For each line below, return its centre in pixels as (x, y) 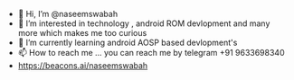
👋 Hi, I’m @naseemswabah (68, 14)
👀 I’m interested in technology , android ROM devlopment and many (144, 23)
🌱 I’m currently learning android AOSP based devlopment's (128, 42)
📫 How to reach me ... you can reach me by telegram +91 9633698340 (151, 53)
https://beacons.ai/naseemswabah (83, 66)
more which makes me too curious (82, 33)
